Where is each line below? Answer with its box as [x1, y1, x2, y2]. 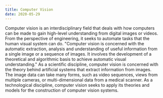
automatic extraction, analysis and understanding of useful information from [5, 46, 158, 52]
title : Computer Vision [5, 7, 54, 12]
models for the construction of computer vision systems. [5, 87, 119, 93]
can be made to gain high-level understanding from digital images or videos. [5, 30, 158, 36]
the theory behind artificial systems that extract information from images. [5, 66, 152, 72]
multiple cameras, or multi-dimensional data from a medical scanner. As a [5, 77, 153, 83]
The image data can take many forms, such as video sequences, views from [5, 72, 158, 78]
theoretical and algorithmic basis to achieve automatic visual [5, 56, 127, 62]
